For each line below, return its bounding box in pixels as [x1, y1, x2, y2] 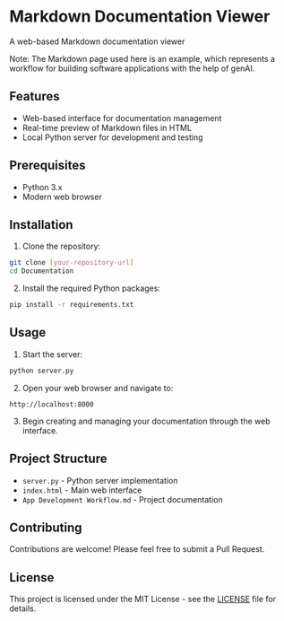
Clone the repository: [22, 241, 101, 252]
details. [9, 603, 37, 614]
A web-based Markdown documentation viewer [9, 36, 185, 47]
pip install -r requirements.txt [9, 301, 134, 310]
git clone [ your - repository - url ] [9, 258, 134, 267]
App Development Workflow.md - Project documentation [22, 494, 223, 504]
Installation [9, 217, 73, 232]
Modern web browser [22, 191, 103, 202]
